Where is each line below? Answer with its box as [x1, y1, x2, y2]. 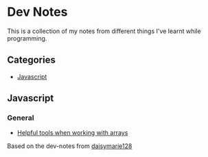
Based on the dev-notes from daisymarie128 [7, 142, 132, 150]
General [7, 113, 34, 123]
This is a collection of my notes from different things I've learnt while [7, 27, 201, 35]
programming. [7, 34, 47, 42]
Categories [7, 54, 56, 66]
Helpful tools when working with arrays [16, 129, 128, 137]
